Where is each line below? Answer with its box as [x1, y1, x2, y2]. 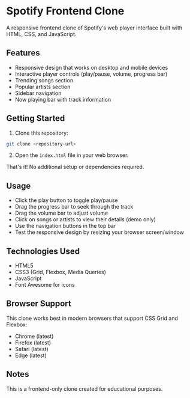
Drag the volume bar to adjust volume [14, 209, 108, 217]
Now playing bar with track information [14, 96, 111, 103]
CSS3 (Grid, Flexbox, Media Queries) [14, 269, 107, 276]
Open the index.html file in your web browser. [14, 152, 129, 159]
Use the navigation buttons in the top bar [14, 222, 116, 230]
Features [6, 48, 40, 58]
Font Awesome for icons [14, 281, 75, 289]
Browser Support [6, 299, 72, 309]
